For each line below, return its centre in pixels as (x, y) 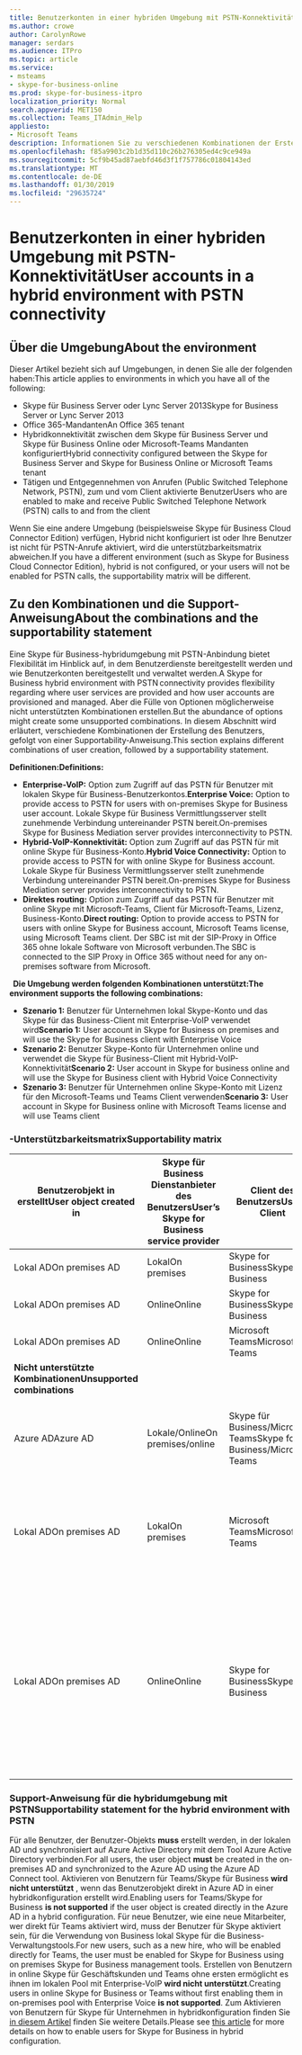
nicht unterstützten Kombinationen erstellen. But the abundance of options (146, 711)
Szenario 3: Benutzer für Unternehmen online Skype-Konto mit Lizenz (152, 1087)
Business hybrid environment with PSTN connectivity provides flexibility (142, 682)
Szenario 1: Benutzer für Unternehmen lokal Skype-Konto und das (145, 1010)
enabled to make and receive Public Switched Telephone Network (144, 501)
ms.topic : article (44, 59)
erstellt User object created (76, 1202)
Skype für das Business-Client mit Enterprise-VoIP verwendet (136, 1020)
